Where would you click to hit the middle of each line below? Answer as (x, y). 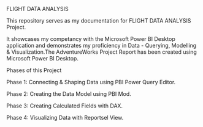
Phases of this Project (34, 70)
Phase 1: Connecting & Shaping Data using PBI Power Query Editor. (91, 82)
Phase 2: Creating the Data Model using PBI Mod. (69, 94)
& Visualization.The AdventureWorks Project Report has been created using (102, 52)
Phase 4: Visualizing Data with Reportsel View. (65, 118)
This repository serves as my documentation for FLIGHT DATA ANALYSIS (99, 20)
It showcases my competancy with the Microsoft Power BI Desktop (91, 39)
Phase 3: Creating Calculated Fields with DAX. (65, 106)
